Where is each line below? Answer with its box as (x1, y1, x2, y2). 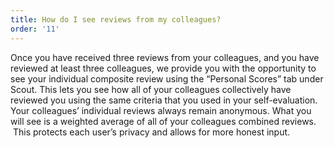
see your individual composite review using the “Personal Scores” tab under (10, 72, 324, 85)
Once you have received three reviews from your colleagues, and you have (10, 51, 320, 63)
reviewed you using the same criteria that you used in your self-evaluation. (10, 94, 318, 106)
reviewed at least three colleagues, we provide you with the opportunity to (10, 62, 317, 74)
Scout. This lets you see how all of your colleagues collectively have (10, 83, 292, 95)
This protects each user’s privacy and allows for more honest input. (12, 126, 291, 138)
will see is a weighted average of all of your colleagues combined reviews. (10, 115, 317, 127)
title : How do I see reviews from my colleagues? (10, 14, 222, 25)
